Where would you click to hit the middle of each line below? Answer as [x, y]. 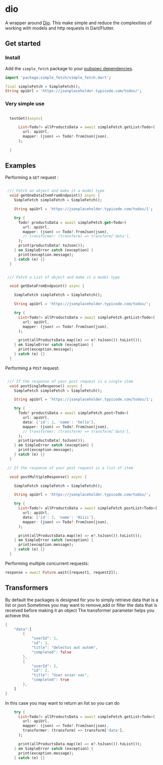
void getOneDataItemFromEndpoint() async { [55, 196]
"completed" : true [50, 680]
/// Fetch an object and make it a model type [56, 191]
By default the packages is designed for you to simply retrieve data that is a [82, 600]
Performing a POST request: [33, 368]
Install [13, 58]
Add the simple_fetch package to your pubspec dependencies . [69, 68]
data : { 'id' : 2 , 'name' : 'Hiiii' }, [59, 517]
